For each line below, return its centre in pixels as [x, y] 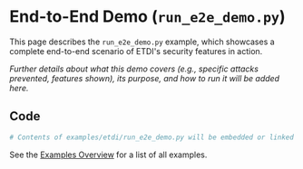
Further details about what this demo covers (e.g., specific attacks [134, 69]
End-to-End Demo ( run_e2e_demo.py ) [147, 17]
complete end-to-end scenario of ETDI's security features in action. [136, 51]
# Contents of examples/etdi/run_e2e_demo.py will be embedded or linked [152, 137]
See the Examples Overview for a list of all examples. [108, 155]
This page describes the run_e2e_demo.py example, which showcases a [142, 42]
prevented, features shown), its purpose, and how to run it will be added [144, 78]
